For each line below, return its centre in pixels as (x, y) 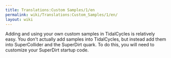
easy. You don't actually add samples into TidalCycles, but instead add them (86, 39)
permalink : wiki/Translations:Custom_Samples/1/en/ (61, 15)
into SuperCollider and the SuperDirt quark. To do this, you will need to (80, 45)
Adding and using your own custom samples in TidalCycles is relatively (80, 34)
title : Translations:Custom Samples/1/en (50, 10)
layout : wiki (19, 19)
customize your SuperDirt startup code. (47, 50)
